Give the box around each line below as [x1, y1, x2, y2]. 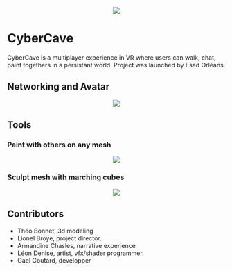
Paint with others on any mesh [7, 140, 111, 149]
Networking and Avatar [7, 81, 109, 93]
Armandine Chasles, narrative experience [17, 241, 136, 249]
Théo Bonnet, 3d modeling [17, 227, 93, 235]
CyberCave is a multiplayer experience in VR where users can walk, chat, [7, 53, 216, 62]
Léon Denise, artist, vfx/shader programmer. [17, 249, 144, 257]
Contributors [7, 208, 64, 220]
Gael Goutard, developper [17, 256, 91, 264]
